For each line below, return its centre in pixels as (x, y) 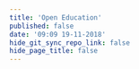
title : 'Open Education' (56, 17)
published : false (42, 26)
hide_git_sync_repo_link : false (69, 43)
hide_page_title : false (54, 51)
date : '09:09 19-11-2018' (57, 34)
